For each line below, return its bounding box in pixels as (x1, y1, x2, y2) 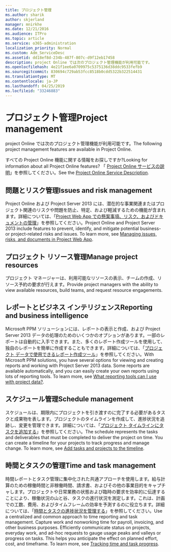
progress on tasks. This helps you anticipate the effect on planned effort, (5, 535, 158, 541)
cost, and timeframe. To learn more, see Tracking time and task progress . (5, 540, 159, 547)
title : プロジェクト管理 (5, 7, 52, 13)
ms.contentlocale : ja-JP (5, 79, 58, 84)
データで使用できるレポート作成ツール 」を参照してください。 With (15, 351, 154, 357)
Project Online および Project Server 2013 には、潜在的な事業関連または (5, 200, 156, 207)
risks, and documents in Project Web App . (5, 236, 94, 243)
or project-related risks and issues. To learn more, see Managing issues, (5, 231, 157, 237)
